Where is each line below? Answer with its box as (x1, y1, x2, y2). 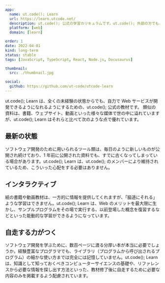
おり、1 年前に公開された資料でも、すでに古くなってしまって (30, 152, 154, 158)
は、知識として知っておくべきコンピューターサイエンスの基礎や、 (5, 260, 138, 266)
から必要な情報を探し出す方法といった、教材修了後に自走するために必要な (9, 267, 160, 273)
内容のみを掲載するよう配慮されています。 (5, 273, 91, 279)
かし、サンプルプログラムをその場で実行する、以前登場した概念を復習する (5, 206, 156, 212)
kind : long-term (5, 48, 38, 53)
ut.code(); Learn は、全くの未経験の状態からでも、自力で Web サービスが (5, 98, 154, 103)
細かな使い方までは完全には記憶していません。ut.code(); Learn (30, 255, 158, 260)
